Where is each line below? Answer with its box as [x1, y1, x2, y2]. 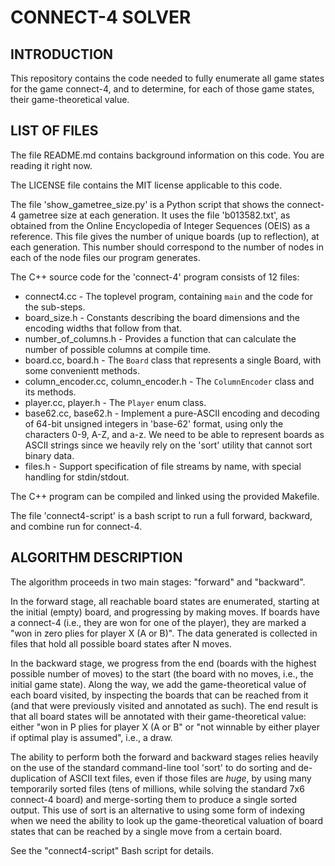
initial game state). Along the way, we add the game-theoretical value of [10, 678, 307, 690]
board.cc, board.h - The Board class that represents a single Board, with [24, 354, 322, 366]
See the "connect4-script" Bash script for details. [10, 844, 215, 856]
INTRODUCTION [10, 46, 114, 63]
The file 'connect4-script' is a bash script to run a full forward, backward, [10, 509, 313, 521]
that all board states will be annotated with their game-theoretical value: [10, 710, 307, 722]
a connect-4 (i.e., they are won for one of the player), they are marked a [10, 616, 307, 628]
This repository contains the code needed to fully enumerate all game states [10, 72, 325, 84]
